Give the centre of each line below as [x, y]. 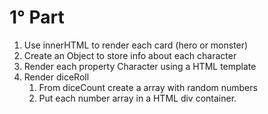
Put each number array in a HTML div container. [137, 98]
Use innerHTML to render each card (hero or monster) [136, 45]
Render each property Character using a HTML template [140, 66]
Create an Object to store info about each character [130, 55]
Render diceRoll [56, 77]
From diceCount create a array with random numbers [148, 87]
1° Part [37, 17]
